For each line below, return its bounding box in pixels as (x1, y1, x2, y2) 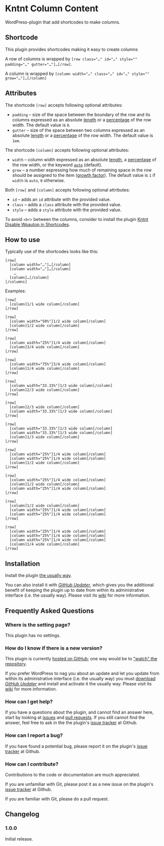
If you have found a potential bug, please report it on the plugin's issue (5, 743, 148, 749)
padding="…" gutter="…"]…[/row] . (5, 61, 72, 67)
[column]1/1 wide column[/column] (9, 302, 80, 307)
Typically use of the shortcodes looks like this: (5, 248, 99, 255)
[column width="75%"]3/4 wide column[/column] (9, 362, 106, 367)
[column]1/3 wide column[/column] (9, 435, 80, 440)
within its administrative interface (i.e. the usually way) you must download (5, 676, 156, 681)
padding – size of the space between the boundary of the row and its (12, 111, 151, 118)
